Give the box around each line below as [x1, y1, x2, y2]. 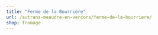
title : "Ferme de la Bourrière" [6, 8, 86, 15]
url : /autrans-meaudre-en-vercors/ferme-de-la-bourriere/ [6, 14, 152, 20]
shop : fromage [6, 20, 41, 26]
